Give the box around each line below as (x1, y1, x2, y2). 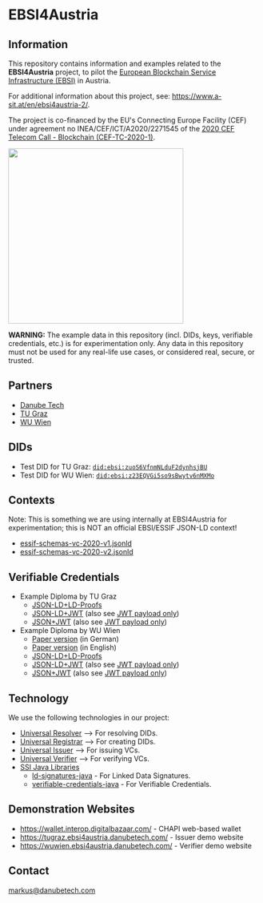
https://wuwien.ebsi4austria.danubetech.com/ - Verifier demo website (19, 841, 252, 850)
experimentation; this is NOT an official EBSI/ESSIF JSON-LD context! (8, 523, 237, 533)
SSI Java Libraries (19, 763, 80, 772)
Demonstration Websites (8, 803, 135, 816)
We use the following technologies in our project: (8, 713, 170, 723)
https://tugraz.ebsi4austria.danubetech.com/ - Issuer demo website (19, 832, 244, 842)
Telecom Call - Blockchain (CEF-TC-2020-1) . (8, 132, 156, 142)
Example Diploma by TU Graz (19, 591, 118, 602)
